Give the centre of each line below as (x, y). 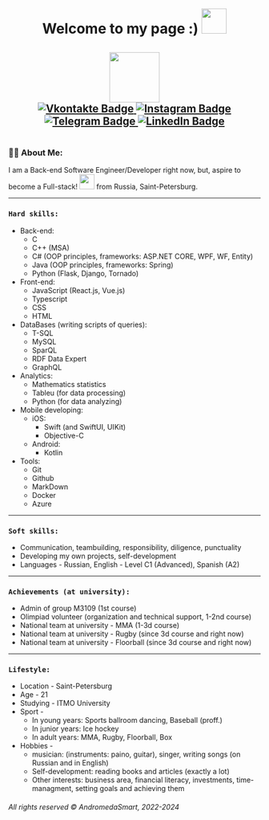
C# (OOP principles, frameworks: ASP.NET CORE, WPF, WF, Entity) (143, 256)
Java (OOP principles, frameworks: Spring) (102, 264)
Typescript (50, 299)
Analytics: (36, 375)
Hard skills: (34, 214)
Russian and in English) (70, 763)
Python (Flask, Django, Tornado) (85, 273)
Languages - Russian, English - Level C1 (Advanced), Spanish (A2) (130, 564)
